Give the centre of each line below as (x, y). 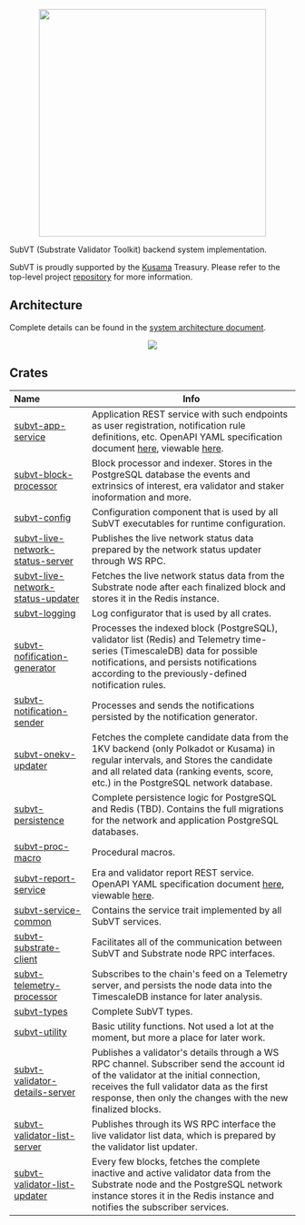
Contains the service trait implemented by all (187, 910)
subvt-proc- (42, 846)
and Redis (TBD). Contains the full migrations (188, 808)
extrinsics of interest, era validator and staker (188, 485)
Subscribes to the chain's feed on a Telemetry (190, 974)
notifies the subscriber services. (161, 1207)
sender (29, 722)
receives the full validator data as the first (180, 1086)
